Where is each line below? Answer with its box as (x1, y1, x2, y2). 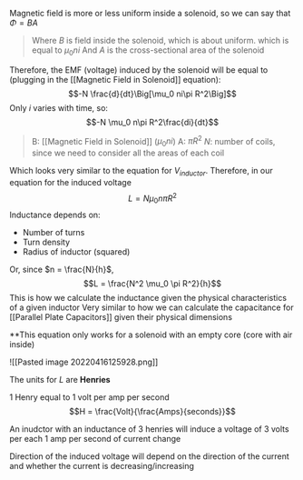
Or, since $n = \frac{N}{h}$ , (9, 264, 114, 275)
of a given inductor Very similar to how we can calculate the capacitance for (9, 302, 294, 313)
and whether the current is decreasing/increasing (9, 460, 195, 471)
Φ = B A (9, 17, 38, 28)
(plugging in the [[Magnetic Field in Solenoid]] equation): (9, 74, 221, 85)
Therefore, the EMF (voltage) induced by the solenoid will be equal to (9, 64, 269, 75)
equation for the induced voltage (9, 177, 132, 188)
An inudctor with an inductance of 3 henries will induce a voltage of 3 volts (9, 423, 289, 435)
